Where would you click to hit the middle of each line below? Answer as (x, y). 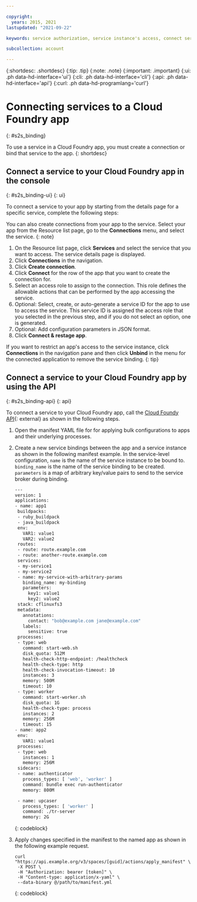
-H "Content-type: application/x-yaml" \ (69, 877)
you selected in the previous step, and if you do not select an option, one (103, 316)
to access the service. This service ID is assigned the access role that (99, 310)
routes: (27, 544)
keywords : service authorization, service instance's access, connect (94, 38)
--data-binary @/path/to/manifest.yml (65, 883)
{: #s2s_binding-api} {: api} (39, 401)
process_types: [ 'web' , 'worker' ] (67, 779)
